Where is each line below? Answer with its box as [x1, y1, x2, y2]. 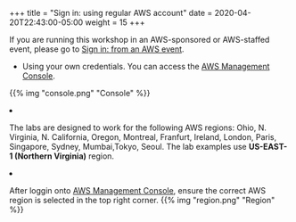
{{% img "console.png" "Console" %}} [9, 88, 151, 98]
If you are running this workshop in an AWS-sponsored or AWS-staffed [9, 35, 270, 45]
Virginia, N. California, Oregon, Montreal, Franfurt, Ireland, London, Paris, [9, 132, 277, 142]
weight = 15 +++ [85, 17, 145, 28]
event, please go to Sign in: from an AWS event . [9, 44, 185, 54]
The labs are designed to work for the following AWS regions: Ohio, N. [9, 122, 267, 133]
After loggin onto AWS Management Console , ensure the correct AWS [9, 185, 267, 195]
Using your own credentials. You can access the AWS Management [21, 62, 270, 71]
